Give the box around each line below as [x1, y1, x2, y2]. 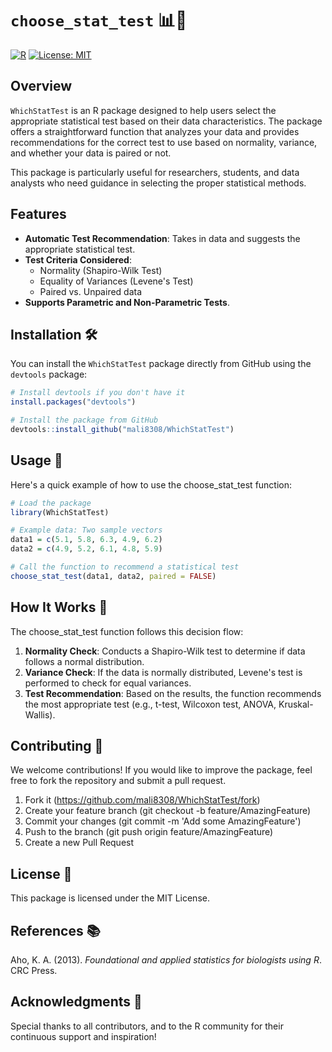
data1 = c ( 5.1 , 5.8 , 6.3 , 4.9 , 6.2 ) [10, 535, 163, 545]
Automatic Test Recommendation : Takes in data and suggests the [24, 232, 301, 244]
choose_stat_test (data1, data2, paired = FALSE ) [10, 571, 217, 581]
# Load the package [10, 498, 92, 508]
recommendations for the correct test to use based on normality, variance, [10, 136, 318, 148]
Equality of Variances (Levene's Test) [39, 275, 194, 287]
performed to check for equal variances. [24, 677, 192, 689]
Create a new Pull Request [24, 837, 135, 849]
